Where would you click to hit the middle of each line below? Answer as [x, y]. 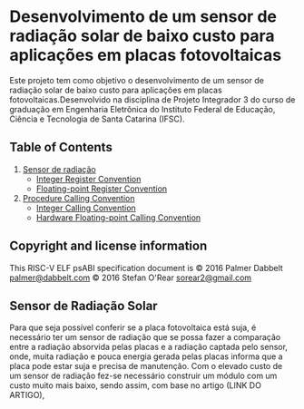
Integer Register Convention [88, 179]
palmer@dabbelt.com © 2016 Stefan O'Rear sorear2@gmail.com [131, 278]
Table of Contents [61, 147]
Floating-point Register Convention [102, 189]
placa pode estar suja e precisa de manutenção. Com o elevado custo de [146, 366]
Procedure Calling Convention [78, 198]
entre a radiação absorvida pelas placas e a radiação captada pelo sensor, [149, 347]
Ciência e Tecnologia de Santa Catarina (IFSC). [97, 119]
